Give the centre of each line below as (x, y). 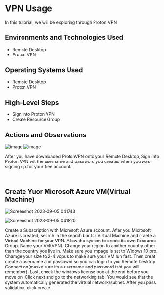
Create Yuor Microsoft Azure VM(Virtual (68, 192)
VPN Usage (29, 9)
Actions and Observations (46, 135)
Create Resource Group (36, 120)
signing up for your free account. (38, 167)
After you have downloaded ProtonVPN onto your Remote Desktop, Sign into (82, 156)
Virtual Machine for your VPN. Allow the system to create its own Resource (81, 241)
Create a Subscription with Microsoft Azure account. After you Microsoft (78, 230)
